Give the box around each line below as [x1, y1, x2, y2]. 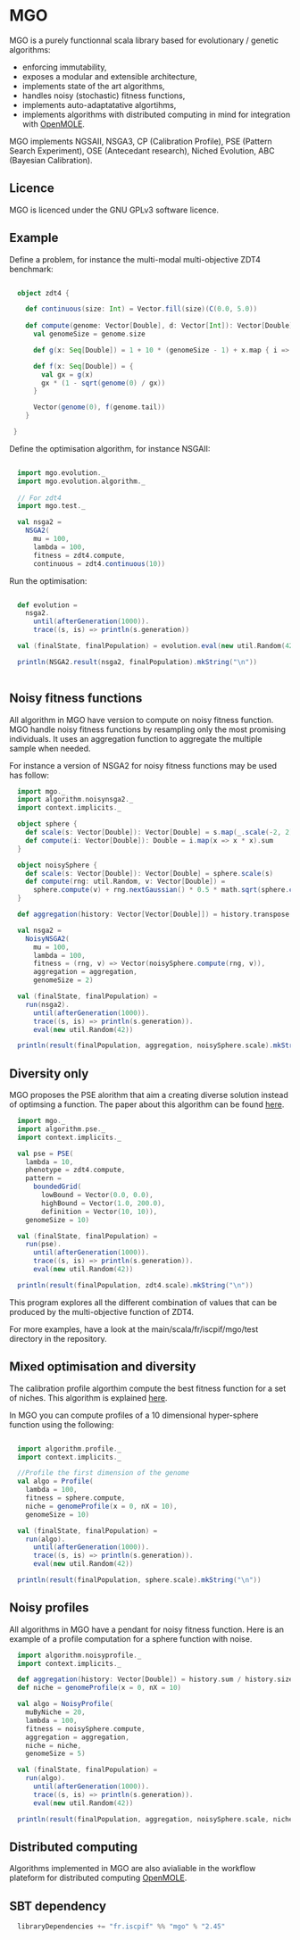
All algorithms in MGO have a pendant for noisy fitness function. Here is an [9, 1624, 284, 1635]
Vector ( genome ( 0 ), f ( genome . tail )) [32, 403, 166, 412]
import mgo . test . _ [17, 502, 87, 511]
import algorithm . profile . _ [17, 1444, 122, 1453]
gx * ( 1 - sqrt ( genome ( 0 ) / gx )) [41, 379, 166, 387]
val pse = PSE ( [17, 1149, 74, 1158]
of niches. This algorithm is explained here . [9, 1392, 168, 1403]
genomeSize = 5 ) [25, 1749, 87, 1759]
